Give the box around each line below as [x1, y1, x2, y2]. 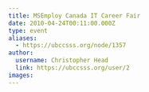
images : [8, 71, 34, 79]
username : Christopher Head [15, 57, 109, 65]
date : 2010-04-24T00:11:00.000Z [8, 19, 116, 27]
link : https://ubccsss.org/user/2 [15, 64, 130, 72]
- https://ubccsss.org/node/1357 [15, 42, 127, 50]
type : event [8, 26, 48, 34]
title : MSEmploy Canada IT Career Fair [8, 11, 141, 20]
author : [8, 49, 34, 57]
